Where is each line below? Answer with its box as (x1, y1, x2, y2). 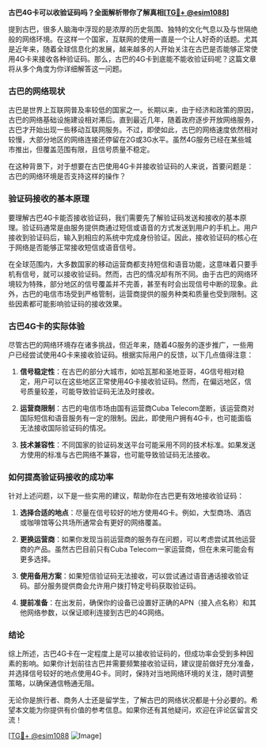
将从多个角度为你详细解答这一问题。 (8, 64, 127, 74)
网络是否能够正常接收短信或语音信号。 (14, 242, 140, 252)
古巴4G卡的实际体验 (8, 321, 85, 332)
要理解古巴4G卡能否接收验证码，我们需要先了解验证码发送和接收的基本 (8, 213, 240, 222)
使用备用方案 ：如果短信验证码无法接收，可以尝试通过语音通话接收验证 (19, 571, 249, 581)
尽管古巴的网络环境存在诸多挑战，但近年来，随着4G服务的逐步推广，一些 (8, 340, 247, 349)
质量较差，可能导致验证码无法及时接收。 (26, 386, 159, 396)
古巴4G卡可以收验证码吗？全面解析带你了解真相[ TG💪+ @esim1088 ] (8, 8, 230, 17)
